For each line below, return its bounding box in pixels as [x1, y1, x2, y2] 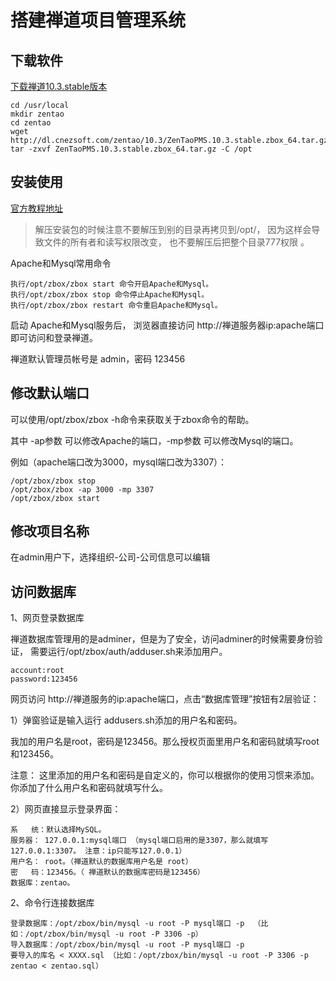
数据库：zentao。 [10, 878, 75, 888]
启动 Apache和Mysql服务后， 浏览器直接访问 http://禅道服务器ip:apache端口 [10, 319, 325, 331]
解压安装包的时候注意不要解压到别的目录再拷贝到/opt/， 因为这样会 [34, 223, 312, 235]
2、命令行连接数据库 [10, 897, 95, 909]
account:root [10, 666, 65, 676]
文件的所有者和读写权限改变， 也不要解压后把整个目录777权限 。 [43, 236, 310, 248]
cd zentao [10, 118, 52, 128]
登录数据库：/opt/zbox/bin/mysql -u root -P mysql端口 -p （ [10, 919, 262, 929]
